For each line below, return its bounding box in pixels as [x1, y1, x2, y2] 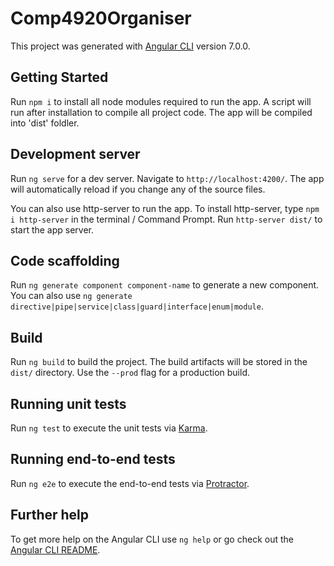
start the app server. [10, 223, 95, 236]
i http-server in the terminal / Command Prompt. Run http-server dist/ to [10, 213, 323, 225]
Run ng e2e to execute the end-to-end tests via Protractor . [10, 477, 250, 489]
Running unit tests [10, 395, 127, 412]
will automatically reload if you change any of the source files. [10, 183, 266, 195]
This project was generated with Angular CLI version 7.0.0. [10, 40, 251, 52]
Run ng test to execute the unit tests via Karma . [10, 422, 208, 434]
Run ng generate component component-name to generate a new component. [10, 279, 320, 291]
